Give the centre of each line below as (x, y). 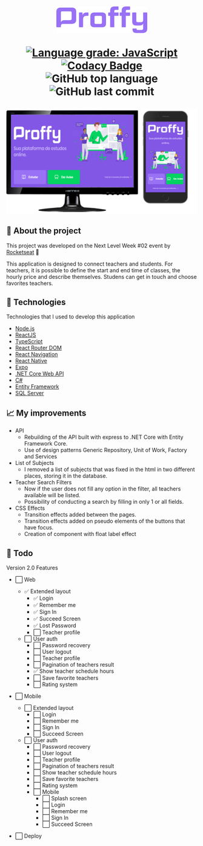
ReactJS (25, 335)
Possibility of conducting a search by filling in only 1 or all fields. (104, 502)
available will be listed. (52, 495)
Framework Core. (46, 444)
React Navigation (36, 354)
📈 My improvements (46, 413)
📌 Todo (20, 553)
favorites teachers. (30, 283)
